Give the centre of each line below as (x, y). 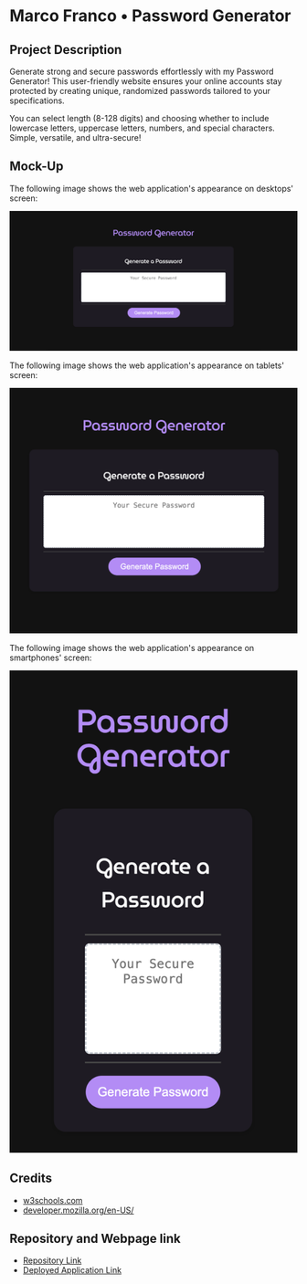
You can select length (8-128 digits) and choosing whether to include (139, 118)
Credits (31, 1179)
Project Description (66, 50)
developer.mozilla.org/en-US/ (78, 1210)
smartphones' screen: (51, 658)
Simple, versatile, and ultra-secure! (75, 137)
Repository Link (52, 1260)
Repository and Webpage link (95, 1238)
